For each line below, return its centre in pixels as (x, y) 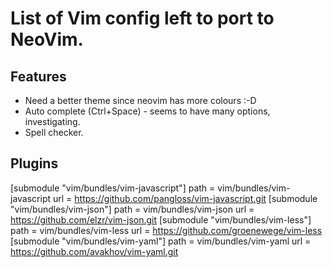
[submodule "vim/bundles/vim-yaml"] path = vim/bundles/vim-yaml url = (161, 241)
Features (38, 76)
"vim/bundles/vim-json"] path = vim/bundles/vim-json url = (132, 209)
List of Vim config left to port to (142, 18)
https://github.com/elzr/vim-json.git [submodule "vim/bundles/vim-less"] (161, 219)
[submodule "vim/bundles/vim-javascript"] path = (113, 188)
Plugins (34, 163)
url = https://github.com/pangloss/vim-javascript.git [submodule (185, 198)
